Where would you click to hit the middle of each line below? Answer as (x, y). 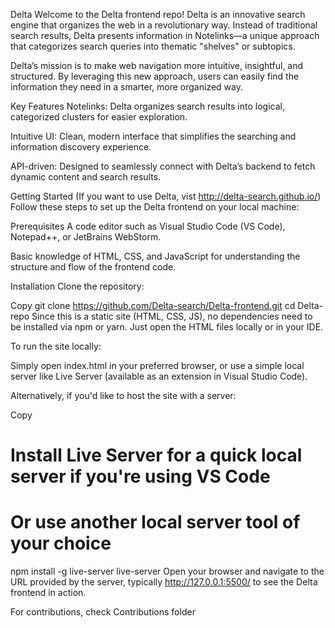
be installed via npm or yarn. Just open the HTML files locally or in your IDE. (167, 327)
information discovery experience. (81, 147)
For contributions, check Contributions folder (103, 612)
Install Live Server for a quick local (156, 455)
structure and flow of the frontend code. (93, 267)
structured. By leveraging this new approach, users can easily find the (155, 76)
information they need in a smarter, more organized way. (126, 87)
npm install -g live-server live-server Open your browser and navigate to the (167, 571)
